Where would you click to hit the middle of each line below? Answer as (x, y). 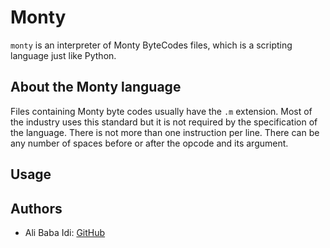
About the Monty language (96, 87)
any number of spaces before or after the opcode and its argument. (149, 143)
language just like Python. (63, 55)
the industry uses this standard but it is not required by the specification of (164, 122)
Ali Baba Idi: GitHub (65, 232)
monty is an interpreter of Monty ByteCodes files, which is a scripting (151, 45)
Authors (36, 208)
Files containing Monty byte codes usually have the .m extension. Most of (161, 111)
